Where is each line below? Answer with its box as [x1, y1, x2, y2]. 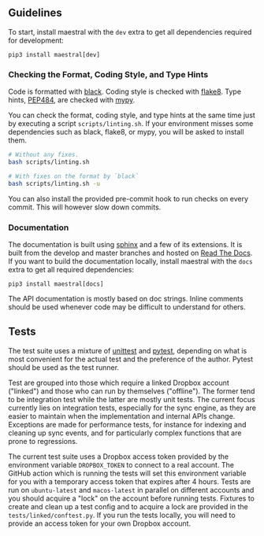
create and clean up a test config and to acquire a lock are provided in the [8, 501, 248, 511]
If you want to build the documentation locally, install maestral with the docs [8, 256, 254, 266]
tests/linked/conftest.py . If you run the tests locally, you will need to [8, 510, 236, 519]
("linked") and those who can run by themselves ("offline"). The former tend [8, 386, 255, 396]
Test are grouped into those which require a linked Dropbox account [8, 378, 230, 387]
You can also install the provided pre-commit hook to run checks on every [8, 194, 249, 203]
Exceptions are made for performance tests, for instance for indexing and [8, 420, 247, 429]
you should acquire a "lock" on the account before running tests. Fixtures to [8, 493, 255, 503]
